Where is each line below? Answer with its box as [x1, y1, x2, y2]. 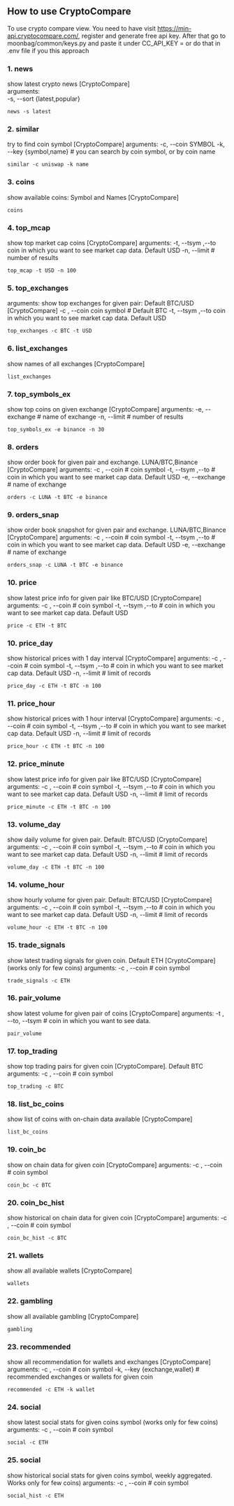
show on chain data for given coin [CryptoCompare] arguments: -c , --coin [7, 1160, 222, 1169]
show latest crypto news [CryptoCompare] [7, 80, 131, 88]
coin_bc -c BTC [7, 1181, 52, 1189]
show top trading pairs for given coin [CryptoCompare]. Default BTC [7, 1062, 204, 1071]
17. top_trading [7, 1046, 58, 1056]
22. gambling [7, 1296, 53, 1306]
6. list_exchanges [7, 344, 68, 354]
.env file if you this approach [7, 46, 89, 55]
